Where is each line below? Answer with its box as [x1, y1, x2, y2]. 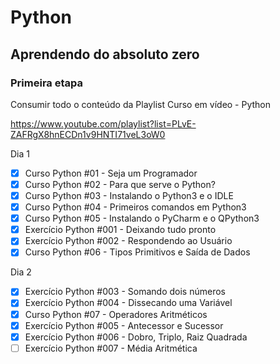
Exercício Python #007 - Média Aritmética [24, 342, 198, 354]
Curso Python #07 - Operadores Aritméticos [24, 308, 208, 320]
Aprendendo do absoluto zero [10, 46, 200, 63]
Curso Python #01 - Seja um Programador [24, 167, 198, 179]
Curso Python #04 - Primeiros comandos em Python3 [24, 201, 247, 213]
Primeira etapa [10, 76, 83, 90]
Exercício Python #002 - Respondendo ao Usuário [24, 235, 233, 247]
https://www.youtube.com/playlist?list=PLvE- [10, 117, 197, 130]
